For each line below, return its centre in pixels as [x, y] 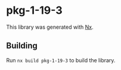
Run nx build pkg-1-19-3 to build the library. [61, 60]
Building [22, 46]
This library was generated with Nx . [50, 27]
